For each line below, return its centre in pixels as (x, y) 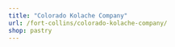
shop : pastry (30, 30)
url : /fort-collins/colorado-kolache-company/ (88, 23)
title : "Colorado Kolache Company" (68, 16)
